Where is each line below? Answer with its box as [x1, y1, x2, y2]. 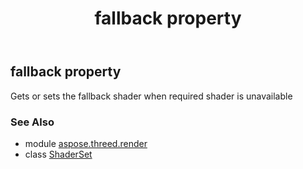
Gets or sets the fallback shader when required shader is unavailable [10, 90, 293, 102]
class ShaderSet [24, 148, 93, 160]
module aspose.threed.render [24, 137, 148, 149]
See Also [10, 115, 55, 129]
